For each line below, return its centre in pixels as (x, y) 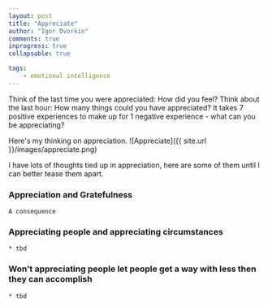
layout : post (30, 16)
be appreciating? (37, 125)
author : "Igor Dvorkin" (49, 31)
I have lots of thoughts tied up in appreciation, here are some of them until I (134, 165)
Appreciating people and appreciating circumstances (116, 231)
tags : (17, 69)
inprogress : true (38, 46)
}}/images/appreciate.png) (53, 149)
